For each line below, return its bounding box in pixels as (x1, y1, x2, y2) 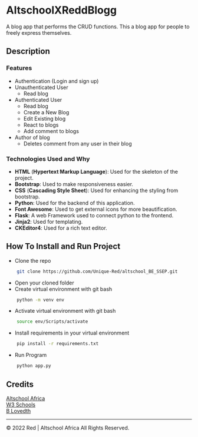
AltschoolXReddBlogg (6, 4, 117, 17)
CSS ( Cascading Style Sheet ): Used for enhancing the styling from (14, 187, 179, 194)
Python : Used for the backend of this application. (14, 199, 135, 206)
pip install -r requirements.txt (16, 341, 99, 347)
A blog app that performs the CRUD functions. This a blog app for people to (6, 23, 190, 30)
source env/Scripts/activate (16, 319, 88, 325)
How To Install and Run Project (6, 241, 121, 251)
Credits (6, 379, 34, 389)
